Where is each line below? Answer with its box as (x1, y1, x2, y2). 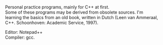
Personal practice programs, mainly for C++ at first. (5, 4, 109, 10)
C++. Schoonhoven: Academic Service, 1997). (5, 20, 99, 25)
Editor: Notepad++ (5, 29, 43, 35)
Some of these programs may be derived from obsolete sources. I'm (5, 9, 143, 15)
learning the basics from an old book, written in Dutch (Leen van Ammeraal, (5, 15, 158, 20)
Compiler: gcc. (5, 34, 35, 40)
